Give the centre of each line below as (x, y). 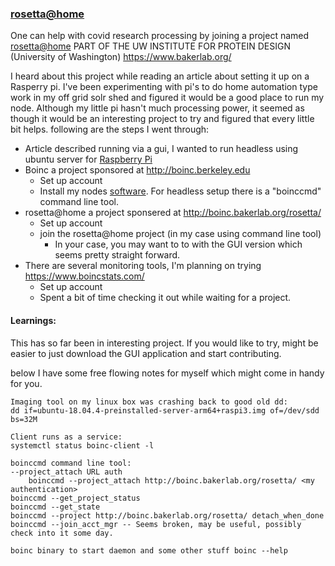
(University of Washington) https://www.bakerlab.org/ (121, 57)
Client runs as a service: (66, 437)
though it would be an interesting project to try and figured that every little (162, 119)
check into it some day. (62, 533)
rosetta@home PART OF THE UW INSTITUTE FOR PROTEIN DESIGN (151, 46)
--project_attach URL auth (66, 472)
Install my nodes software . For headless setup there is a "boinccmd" (180, 191)
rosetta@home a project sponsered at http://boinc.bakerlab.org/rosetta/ (173, 213)
